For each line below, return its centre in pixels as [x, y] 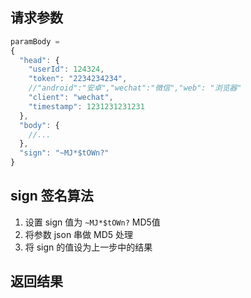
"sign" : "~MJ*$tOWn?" [64, 153]
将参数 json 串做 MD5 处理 [79, 234]
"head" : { [39, 60]
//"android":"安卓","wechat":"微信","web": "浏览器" [135, 88]
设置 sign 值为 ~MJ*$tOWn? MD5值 [92, 222]
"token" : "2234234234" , [78, 79]
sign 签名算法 [52, 196]
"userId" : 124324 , [66, 69]
